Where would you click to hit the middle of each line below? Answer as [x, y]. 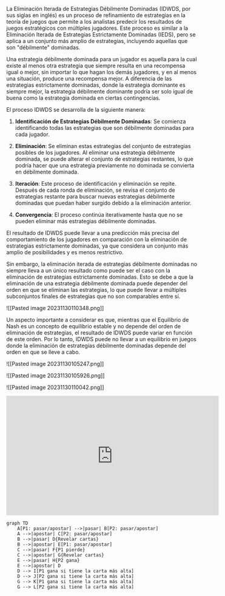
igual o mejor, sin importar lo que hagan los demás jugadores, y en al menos [102, 72]
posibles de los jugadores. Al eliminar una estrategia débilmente [95, 152]
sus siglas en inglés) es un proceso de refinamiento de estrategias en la [96, 15]
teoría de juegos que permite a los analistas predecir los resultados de [94, 22]
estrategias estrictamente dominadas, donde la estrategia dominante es [96, 85]
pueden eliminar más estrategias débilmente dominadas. [86, 221]
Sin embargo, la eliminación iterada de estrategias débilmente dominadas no [102, 264]
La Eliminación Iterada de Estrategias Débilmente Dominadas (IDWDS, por [99, 9]
